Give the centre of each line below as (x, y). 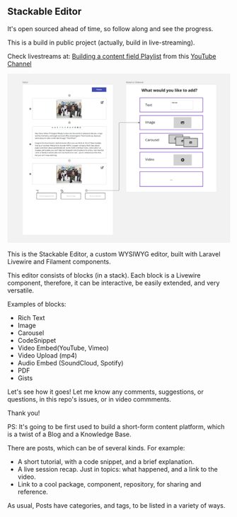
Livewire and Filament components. (59, 262)
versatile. (21, 290)
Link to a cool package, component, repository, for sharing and (109, 484)
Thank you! (24, 413)
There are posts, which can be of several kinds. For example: (96, 448)
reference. (33, 492)
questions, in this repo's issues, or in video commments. (89, 399)
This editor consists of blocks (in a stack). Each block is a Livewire (104, 275)
